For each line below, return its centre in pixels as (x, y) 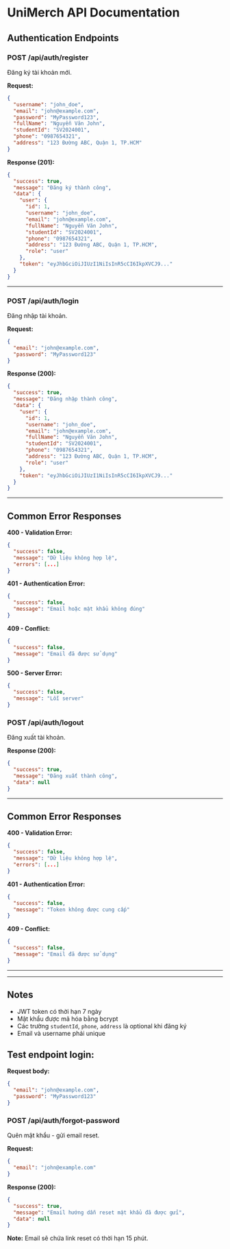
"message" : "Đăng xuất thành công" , (65, 776)
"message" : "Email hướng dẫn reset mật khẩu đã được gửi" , (99, 1212)
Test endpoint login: (51, 1055)
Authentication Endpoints (63, 38)
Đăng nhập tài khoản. (37, 315)
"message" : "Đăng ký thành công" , (62, 187)
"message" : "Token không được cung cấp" (72, 910)
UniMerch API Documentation (93, 13)
